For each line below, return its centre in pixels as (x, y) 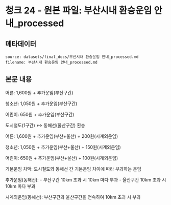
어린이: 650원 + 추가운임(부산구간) (40, 114)
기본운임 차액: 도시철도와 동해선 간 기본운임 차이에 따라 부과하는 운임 (73, 169)
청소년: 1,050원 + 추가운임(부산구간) (41, 104)
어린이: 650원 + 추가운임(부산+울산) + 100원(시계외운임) (62, 158)
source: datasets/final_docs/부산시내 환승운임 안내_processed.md (72, 57)
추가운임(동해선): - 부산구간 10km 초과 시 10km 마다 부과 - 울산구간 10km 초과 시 (86, 179)
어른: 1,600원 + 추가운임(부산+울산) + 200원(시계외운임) (62, 136)
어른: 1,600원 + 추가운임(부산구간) (39, 92)
